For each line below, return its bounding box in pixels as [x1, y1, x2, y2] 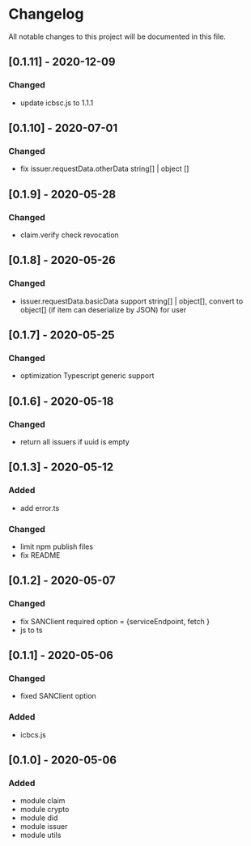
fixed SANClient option [19, 691, 97, 701]
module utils [19, 831, 62, 840]
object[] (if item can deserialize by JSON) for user [19, 304, 187, 314]
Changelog [8, 5, 84, 23]
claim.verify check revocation [19, 230, 119, 240]
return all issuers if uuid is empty [19, 437, 130, 447]
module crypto [19, 805, 70, 814]
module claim [19, 796, 66, 806]
